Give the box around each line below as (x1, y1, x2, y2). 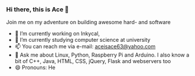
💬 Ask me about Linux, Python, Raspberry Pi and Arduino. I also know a (14, 51, 190, 58)
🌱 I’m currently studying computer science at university (14, 37, 150, 44)
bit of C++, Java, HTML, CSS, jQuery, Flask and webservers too (14, 58, 171, 65)
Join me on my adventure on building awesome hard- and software (6, 19, 171, 26)
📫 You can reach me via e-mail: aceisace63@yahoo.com (14, 43, 156, 50)
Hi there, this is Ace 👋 (6, 5, 70, 14)
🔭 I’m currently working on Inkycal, (14, 30, 100, 37)
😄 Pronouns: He (14, 64, 55, 71)
